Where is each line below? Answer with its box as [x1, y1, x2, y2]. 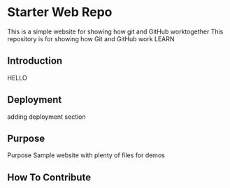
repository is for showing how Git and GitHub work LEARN [7, 34, 175, 43]
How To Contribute [7, 171, 92, 183]
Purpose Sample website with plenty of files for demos [7, 151, 166, 159]
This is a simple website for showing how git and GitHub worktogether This [7, 27, 224, 36]
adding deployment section [7, 113, 86, 121]
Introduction [7, 55, 63, 67]
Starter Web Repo [7, 4, 113, 20]
